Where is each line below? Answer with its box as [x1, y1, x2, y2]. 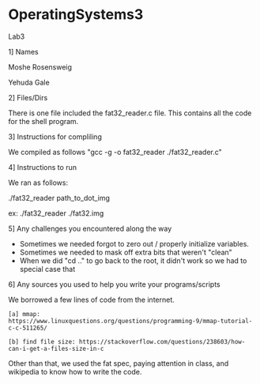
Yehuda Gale [8, 77, 50, 87]
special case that [19, 264, 76, 273]
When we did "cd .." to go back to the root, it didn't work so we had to [19, 255, 247, 265]
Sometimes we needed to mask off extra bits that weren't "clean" [19, 247, 233, 257]
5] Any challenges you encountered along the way [8, 224, 172, 233]
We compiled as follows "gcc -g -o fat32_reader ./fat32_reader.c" [8, 147, 223, 156]
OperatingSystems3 [8, 6, 144, 24]
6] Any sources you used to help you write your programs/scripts [8, 279, 220, 289]
